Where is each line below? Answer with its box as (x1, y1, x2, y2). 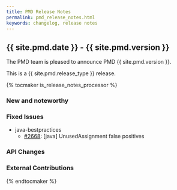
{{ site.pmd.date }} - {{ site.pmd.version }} (6, 42, 170, 52)
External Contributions (6, 164, 74, 172)
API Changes (6, 148, 45, 156)
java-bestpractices (14, 126, 62, 133)
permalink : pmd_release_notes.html (6, 14, 95, 20)
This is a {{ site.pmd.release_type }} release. (6, 70, 116, 77)
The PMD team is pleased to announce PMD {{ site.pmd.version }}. (6, 58, 172, 66)
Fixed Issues (6, 112, 44, 121)
